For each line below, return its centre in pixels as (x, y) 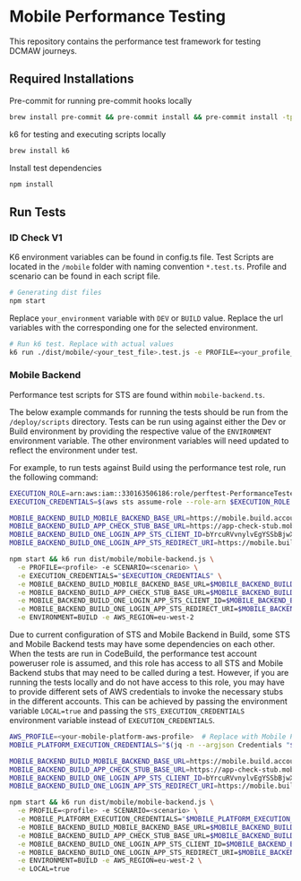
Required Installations (72, 79)
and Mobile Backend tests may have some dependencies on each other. (142, 644)
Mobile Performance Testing (118, 17)
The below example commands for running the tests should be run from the (149, 412)
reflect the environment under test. (73, 450)
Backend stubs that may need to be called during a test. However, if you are (149, 673)
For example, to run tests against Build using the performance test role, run (148, 467)
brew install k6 (39, 151)
